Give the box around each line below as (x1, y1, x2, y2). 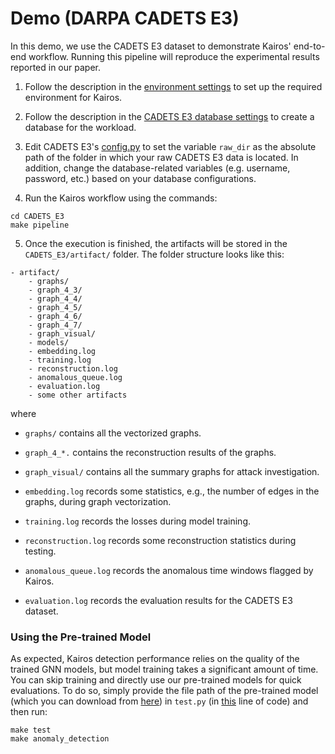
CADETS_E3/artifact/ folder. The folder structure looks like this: (24, 248, 285, 260)
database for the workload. (24, 121, 137, 133)
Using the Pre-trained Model (10, 630, 152, 644)
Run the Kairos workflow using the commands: (24, 192, 218, 204)
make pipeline (10, 220, 70, 230)
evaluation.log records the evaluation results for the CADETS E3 (24, 594, 293, 606)
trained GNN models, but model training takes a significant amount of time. (10, 663, 319, 676)
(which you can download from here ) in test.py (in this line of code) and (10, 695, 309, 707)
